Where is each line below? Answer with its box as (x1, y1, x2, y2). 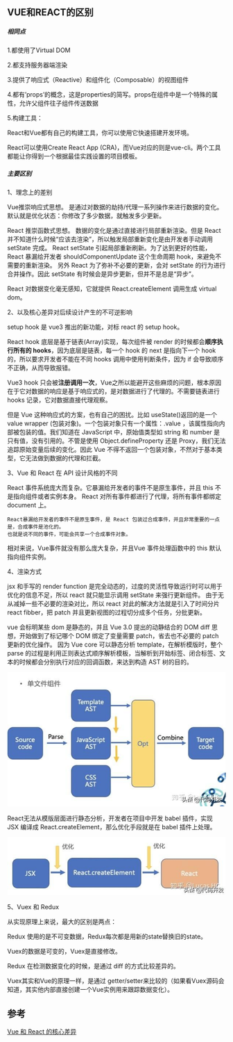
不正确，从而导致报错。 (7, 364, 74, 372)
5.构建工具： (7, 114, 43, 122)
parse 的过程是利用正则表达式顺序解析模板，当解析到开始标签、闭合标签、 (7, 649, 220, 658)
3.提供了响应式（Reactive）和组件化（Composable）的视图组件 (7, 76, 189, 84)
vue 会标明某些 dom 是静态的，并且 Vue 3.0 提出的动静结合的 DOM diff (7, 623, 210, 631)
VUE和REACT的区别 (7, 6, 94, 19)
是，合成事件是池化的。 (7, 523, 64, 530)
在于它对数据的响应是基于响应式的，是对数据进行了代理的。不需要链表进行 (7, 387, 220, 396)
